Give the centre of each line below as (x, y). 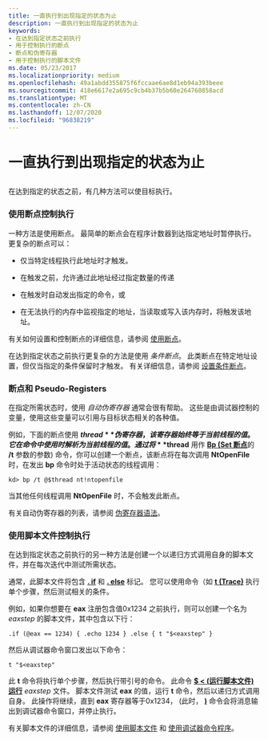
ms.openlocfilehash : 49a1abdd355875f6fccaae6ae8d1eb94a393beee (116, 83)
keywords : (25, 30)
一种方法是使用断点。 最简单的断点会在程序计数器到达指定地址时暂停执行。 (132, 233)
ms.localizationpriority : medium (64, 75)
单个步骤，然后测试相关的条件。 (61, 592)
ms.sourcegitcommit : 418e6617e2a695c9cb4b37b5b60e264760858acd (116, 90)
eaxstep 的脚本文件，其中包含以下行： (72, 619)
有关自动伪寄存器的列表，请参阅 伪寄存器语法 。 (86, 513)
